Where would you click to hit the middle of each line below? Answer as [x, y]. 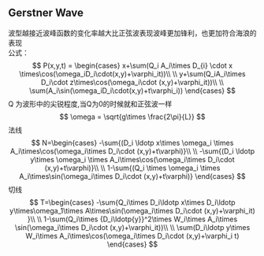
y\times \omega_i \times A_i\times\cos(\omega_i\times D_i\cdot [132, 159]
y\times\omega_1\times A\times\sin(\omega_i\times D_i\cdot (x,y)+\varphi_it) [132, 210]
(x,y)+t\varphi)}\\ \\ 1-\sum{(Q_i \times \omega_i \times [132, 168]
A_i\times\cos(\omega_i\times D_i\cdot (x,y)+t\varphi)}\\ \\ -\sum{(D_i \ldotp [132, 151]
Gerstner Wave [46, 13]
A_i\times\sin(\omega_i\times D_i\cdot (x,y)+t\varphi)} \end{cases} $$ [132, 176]
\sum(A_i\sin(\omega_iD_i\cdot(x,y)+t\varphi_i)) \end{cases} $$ [132, 91]
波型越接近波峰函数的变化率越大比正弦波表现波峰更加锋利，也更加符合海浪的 [132, 33]
